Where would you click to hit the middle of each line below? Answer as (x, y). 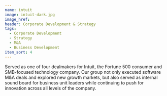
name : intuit (19, 10)
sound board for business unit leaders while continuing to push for (74, 83)
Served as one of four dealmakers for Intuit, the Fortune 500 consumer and (83, 67)
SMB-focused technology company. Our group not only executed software (83, 72)
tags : (10, 29)
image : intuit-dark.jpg (30, 15)
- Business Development (34, 47)
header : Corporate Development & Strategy (50, 24)
